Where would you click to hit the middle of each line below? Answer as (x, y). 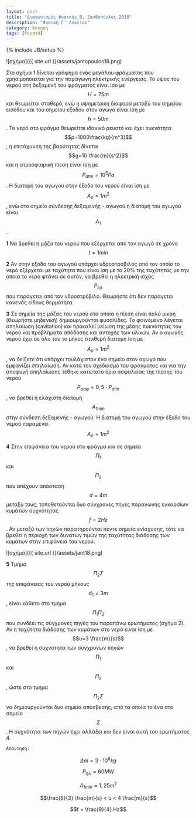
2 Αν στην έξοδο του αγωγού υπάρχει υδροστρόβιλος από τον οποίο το (93, 264)
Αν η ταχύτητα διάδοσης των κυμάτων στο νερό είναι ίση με (80, 629)
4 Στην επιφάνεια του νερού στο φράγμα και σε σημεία (74, 447)
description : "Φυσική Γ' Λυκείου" (48, 22)
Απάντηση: (18, 748)
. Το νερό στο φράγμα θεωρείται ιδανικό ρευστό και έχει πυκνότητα (89, 128)
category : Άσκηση (27, 28)
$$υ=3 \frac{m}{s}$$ (98, 639)
